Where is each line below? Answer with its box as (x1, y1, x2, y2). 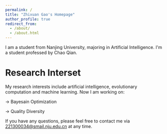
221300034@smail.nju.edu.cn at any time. (5, 123, 93, 129)
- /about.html (10, 30, 39, 35)
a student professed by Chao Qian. (5, 49, 78, 55)
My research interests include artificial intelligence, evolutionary (5, 83, 137, 89)
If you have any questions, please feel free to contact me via (5, 118, 130, 124)
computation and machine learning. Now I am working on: (5, 88, 125, 95)
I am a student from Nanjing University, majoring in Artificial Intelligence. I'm (5, 44, 162, 50)
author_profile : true (5, 16, 51, 21)
